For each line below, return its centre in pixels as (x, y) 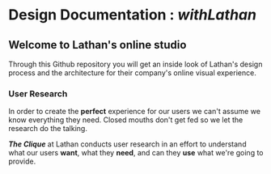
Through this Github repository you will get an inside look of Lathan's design (135, 64)
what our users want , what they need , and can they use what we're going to (136, 153)
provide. (22, 161)
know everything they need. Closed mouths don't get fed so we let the (126, 120)
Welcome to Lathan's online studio (97, 45)
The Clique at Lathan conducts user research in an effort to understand (127, 144)
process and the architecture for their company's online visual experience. (132, 73)
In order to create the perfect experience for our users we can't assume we (135, 112)
